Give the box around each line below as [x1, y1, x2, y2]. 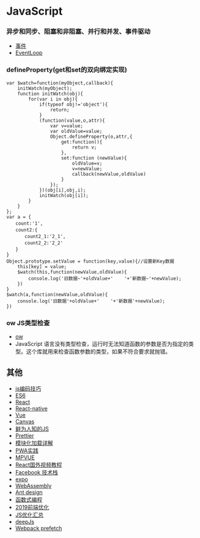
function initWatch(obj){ [17, 91, 84, 97]
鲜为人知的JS [15, 425, 49, 432]
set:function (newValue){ [61, 155, 127, 161]
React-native [15, 405, 48, 412]
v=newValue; [72, 165, 103, 172]
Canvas [15, 417, 35, 425]
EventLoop [15, 49, 43, 56]
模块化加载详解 [15, 439, 53, 446]
